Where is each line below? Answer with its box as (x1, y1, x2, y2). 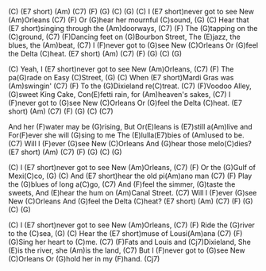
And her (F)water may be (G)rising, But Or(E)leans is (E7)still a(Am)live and (8, 122, 253, 131)
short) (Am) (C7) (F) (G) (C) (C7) (8, 106, 114, 116)
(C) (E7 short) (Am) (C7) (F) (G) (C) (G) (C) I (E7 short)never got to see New (8, 7, 254, 16)
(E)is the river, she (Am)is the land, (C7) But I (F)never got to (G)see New (8, 246, 245, 255)
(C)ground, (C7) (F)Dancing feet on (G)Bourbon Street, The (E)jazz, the (8, 32, 241, 41)
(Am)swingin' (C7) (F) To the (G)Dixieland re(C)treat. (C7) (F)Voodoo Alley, (8, 81, 252, 91)
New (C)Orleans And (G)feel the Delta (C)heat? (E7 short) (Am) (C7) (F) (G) (8, 196, 253, 206)
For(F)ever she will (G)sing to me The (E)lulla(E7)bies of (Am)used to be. (8, 130, 245, 140)
